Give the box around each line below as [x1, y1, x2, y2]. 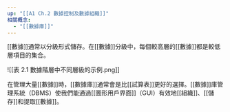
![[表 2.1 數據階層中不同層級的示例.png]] [7, 66, 120, 74]
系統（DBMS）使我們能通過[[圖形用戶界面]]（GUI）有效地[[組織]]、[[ [12, 89, 209, 97]
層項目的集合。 [7, 51, 50, 59]
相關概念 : [7, 16, 31, 23]
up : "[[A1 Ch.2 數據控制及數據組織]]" [7, 10, 109, 17]
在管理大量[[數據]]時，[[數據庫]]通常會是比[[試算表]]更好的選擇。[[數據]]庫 [7, 80, 218, 89]
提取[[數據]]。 [23, 98, 63, 106]
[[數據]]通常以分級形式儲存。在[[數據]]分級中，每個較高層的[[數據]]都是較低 [7, 43, 221, 51]
